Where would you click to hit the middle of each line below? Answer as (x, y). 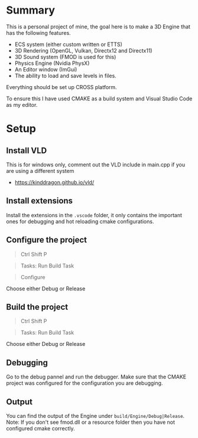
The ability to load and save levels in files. (65, 76)
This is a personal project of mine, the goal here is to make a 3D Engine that (98, 27)
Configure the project (47, 240)
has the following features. (38, 32)
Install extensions (39, 201)
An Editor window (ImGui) (46, 69)
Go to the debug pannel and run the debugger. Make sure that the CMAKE (96, 377)
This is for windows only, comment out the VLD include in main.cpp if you (96, 164)
